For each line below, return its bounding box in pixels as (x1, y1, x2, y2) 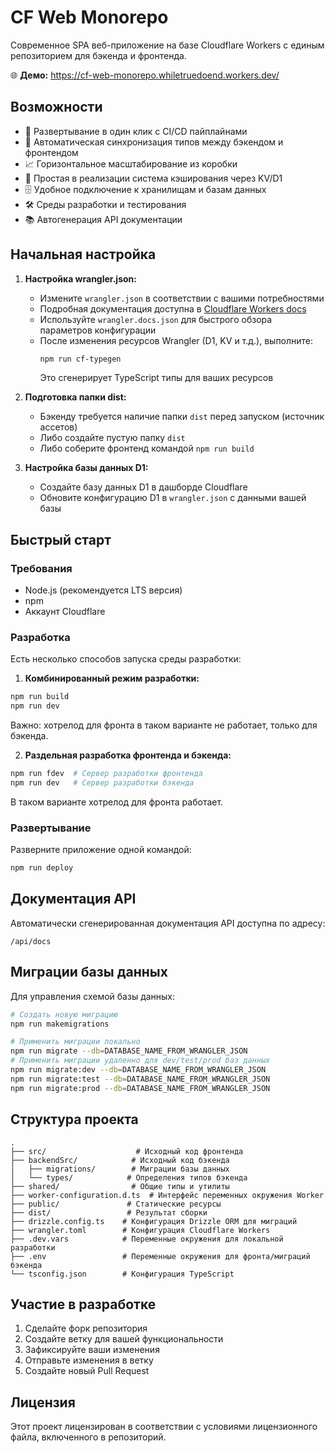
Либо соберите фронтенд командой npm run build (39, 442, 255, 455)
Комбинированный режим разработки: (24, 672, 200, 685)
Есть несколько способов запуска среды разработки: (10, 653, 242, 665)
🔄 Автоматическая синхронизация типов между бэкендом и (24, 136, 284, 148)
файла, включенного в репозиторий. (10, 1431, 167, 1443)
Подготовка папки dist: (24, 391, 127, 403)
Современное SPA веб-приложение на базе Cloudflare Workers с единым (10, 39, 325, 51)
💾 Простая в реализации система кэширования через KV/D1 (24, 172, 283, 184)
